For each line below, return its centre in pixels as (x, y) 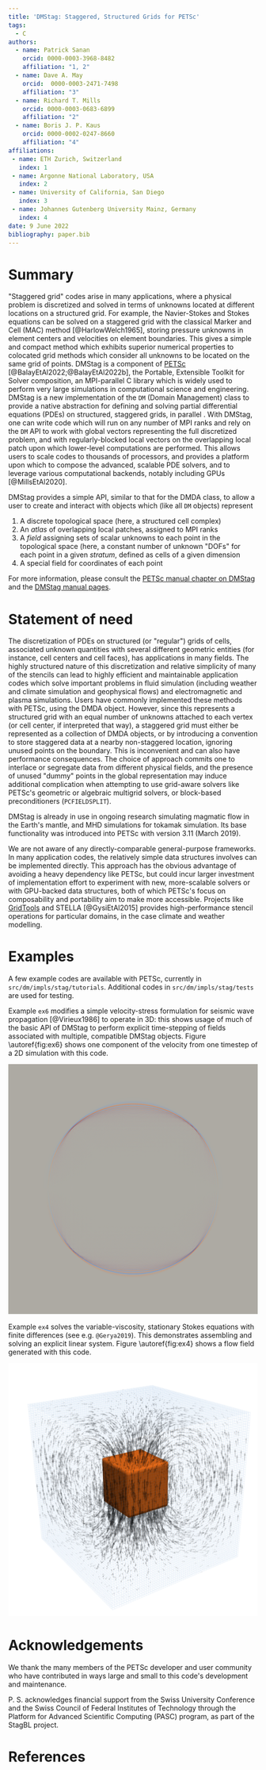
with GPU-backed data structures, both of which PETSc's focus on (117, 891)
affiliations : (32, 151)
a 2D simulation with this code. (58, 1053)
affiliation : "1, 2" (56, 67)
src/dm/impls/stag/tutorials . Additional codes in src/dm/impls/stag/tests (131, 987)
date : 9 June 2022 (38, 226)
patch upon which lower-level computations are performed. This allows (124, 448)
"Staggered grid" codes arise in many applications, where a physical (120, 297)
